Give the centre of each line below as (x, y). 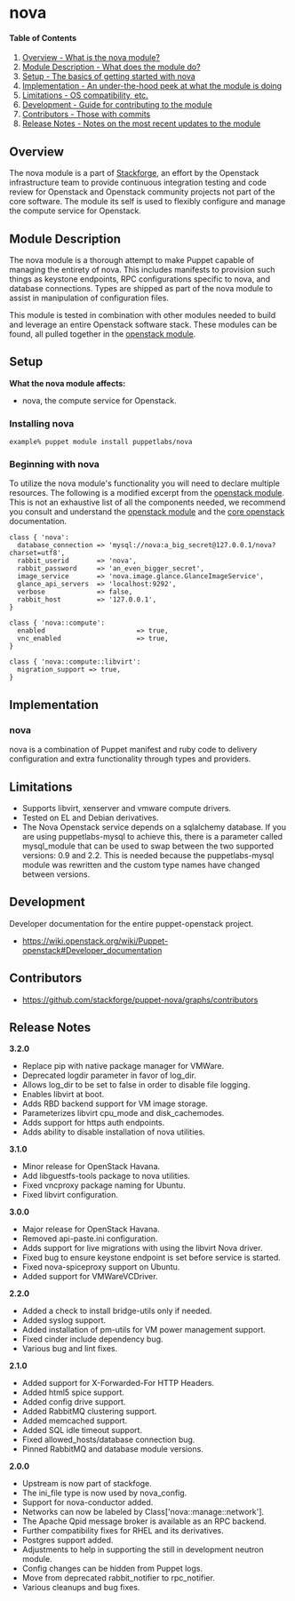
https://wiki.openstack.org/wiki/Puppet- (95, 941)
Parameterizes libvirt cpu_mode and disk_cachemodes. (123, 1113)
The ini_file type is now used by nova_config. (104, 1493)
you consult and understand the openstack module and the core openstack (147, 512)
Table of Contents (43, 37)
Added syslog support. (64, 1320)
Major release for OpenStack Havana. (91, 1230)
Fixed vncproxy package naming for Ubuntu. (104, 1185)
